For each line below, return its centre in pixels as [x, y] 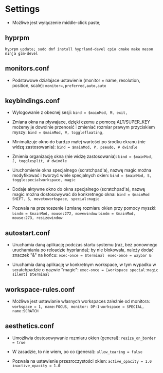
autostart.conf [27, 233]
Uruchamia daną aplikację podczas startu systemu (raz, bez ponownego [85, 245]
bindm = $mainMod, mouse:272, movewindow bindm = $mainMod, [74, 214]
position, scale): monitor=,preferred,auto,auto [59, 85]
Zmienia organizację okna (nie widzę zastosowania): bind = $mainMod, [82, 156]
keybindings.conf [32, 100]
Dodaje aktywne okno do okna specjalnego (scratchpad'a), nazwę [79, 189]
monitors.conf [27, 69]
